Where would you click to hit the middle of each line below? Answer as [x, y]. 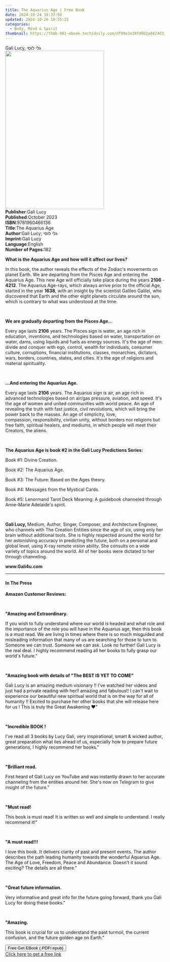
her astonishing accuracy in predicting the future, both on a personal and [81, 540]
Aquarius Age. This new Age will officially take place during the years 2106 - [85, 280]
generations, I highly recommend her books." [52, 747]
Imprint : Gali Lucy [23, 239]
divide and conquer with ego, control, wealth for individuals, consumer [79, 347]
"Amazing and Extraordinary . [37, 614]
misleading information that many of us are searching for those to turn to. [82, 640]
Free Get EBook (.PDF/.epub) [36, 948]
